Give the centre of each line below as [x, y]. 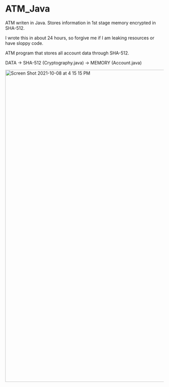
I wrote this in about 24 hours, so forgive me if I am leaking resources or [80, 38]
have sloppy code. [24, 43]
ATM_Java [28, 9]
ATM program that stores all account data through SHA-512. [67, 53]
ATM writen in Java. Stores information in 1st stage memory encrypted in [80, 23]
